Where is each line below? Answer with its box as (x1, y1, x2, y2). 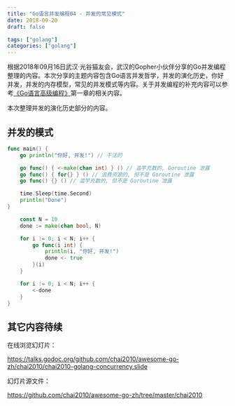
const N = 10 (20, 215, 58, 223)
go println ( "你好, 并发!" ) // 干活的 (20, 151, 122, 158)
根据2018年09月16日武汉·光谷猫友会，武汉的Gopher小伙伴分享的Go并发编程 (7, 62, 226, 71)
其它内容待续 (7, 320, 63, 333)
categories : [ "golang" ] (7, 43, 77, 50)
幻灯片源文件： (7, 377, 50, 386)
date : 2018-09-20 (7, 17, 58, 24)
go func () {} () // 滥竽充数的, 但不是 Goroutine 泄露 (20, 177, 173, 184)
